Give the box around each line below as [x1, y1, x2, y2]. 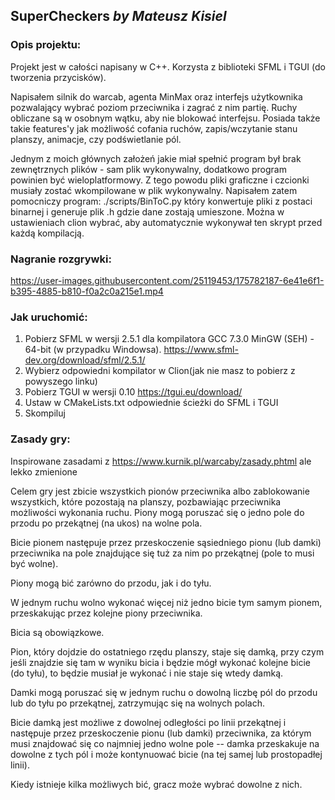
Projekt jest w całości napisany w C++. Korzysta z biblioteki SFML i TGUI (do [10, 60, 326, 73]
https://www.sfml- [163, 344, 239, 356]
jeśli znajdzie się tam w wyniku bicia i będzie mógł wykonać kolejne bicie [10, 656, 311, 668]
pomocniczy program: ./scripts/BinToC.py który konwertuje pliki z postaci [10, 195, 313, 207]
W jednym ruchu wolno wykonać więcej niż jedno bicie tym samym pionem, [10, 596, 323, 608]
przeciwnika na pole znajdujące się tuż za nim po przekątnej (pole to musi [10, 547, 315, 559]
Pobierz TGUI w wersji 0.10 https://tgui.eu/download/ [24, 386, 243, 398]
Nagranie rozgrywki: [10, 252, 112, 266]
